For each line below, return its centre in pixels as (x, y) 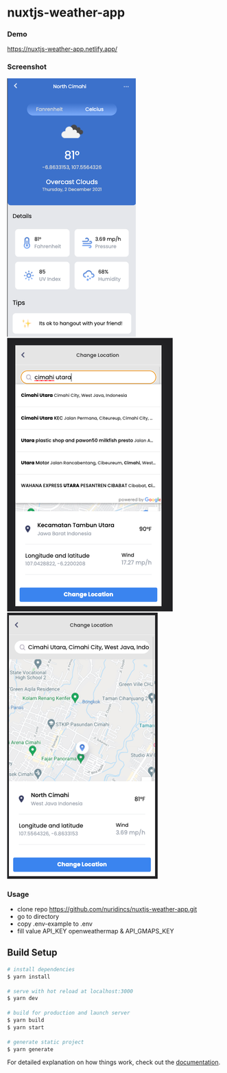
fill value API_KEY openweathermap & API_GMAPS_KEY (95, 931)
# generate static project (46, 1042)
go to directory (38, 917)
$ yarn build (26, 1020)
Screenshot (27, 67)
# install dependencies (41, 969)
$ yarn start (26, 1027)
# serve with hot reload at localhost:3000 (70, 991)
